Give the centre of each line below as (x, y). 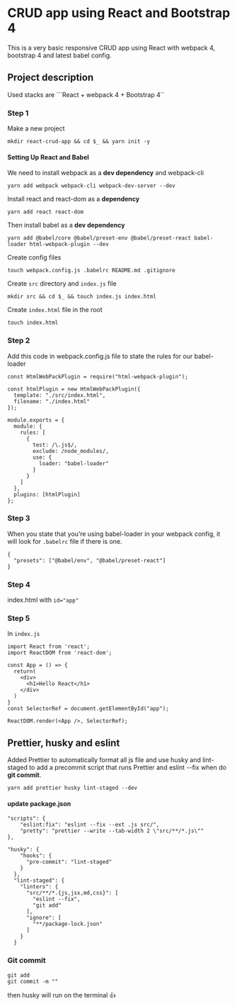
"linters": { (39, 887)
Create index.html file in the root (55, 310)
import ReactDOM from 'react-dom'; (60, 653)
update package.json (39, 803)
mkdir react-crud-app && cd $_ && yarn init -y (79, 142)
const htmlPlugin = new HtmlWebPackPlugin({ (74, 389)
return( (25, 671)
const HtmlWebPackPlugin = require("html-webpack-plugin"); (98, 376)
